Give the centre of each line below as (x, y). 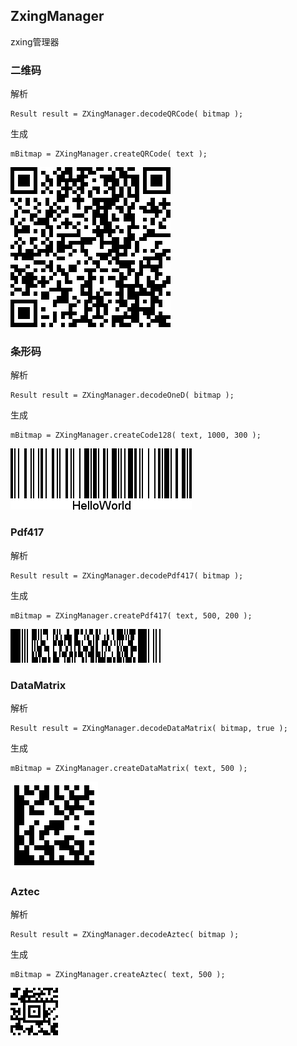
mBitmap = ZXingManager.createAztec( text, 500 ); (118, 975)
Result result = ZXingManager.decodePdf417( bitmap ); (127, 575)
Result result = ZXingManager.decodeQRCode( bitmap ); (127, 114)
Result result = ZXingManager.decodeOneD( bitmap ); (122, 395)
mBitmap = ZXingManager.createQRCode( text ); (109, 154)
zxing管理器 (35, 41)
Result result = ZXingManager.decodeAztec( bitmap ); (125, 935)
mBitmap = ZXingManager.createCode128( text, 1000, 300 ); (136, 435)
